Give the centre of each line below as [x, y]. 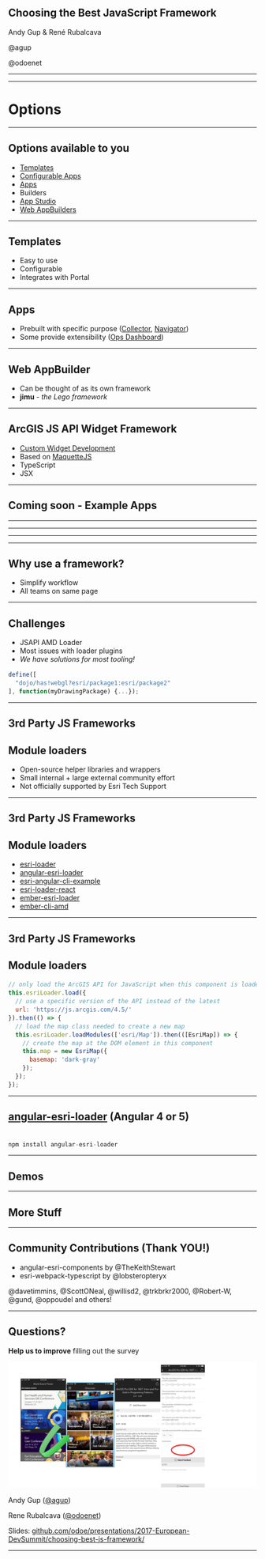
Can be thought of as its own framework [85, 388]
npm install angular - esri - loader [63, 1144]
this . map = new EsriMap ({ [65, 1051]
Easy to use [38, 261]
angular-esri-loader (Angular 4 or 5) [99, 1117]
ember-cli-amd [44, 906]
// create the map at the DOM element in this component [118, 1043]
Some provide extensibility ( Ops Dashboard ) [91, 337]
